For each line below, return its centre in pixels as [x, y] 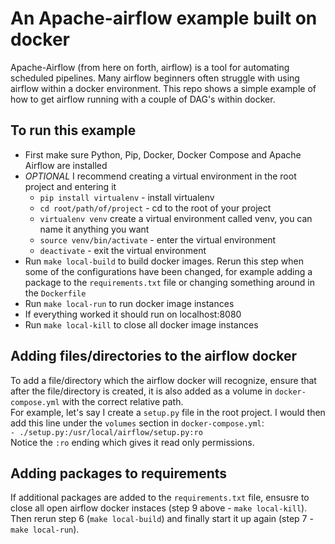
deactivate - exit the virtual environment [123, 250]
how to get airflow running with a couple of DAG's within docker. [143, 99]
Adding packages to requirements [119, 473]
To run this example [73, 130]
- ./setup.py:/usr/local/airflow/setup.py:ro [106, 432]
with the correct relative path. [122, 401]
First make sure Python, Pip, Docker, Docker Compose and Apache [163, 154]
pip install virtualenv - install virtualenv [127, 197]
